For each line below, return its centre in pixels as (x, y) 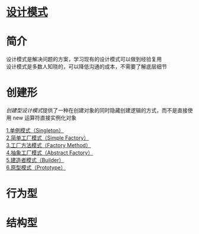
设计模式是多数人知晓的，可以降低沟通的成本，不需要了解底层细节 (86, 67)
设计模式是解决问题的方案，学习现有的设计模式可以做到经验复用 (84, 59)
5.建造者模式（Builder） (35, 160)
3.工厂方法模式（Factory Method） (49, 146)
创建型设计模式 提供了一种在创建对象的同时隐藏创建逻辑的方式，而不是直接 (97, 110)
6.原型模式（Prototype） (36, 167)
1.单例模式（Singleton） (35, 131)
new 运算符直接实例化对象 (45, 118)
